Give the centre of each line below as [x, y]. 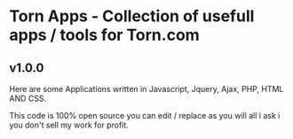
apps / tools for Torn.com [104, 35]
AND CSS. [28, 98]
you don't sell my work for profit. [69, 125]
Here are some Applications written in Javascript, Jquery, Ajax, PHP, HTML [146, 89]
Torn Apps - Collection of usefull [132, 16]
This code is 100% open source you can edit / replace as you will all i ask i [145, 116]
